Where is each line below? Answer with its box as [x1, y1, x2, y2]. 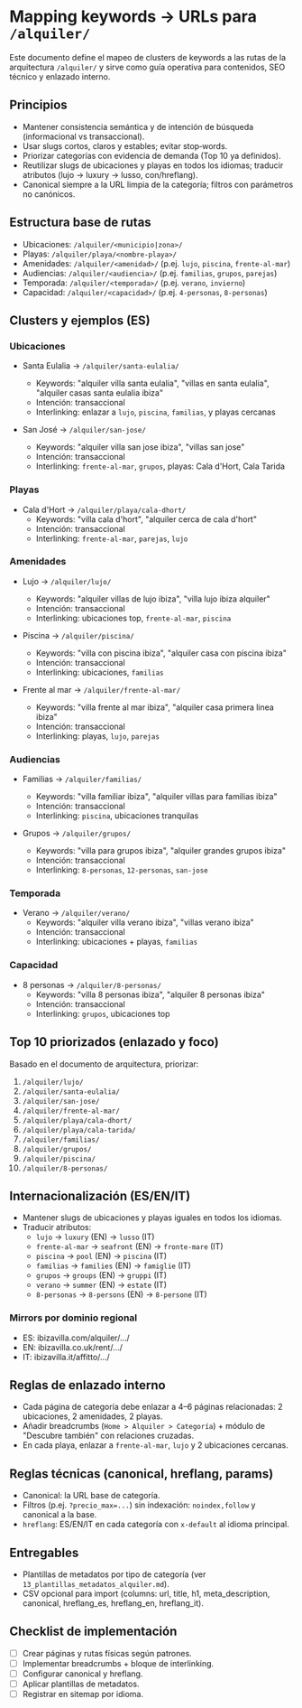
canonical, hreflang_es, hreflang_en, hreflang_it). [22, 1598, 205, 1609]
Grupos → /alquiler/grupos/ [22, 828, 132, 839]
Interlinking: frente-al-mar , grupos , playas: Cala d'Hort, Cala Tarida [35, 461, 286, 471]
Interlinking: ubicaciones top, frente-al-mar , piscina [35, 612, 232, 623]
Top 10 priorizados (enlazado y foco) [9, 1034, 219, 1050]
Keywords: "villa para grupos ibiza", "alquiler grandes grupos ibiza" [35, 845, 287, 856]
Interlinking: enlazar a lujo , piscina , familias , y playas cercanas [35, 406, 277, 417]
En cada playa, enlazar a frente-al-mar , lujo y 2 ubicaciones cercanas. [22, 1440, 288, 1451]
